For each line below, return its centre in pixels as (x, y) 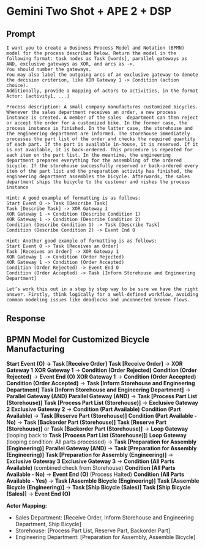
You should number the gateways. (49, 69)
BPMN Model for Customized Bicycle (78, 339)
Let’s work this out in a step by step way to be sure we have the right (102, 289)
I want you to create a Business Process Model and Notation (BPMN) (95, 48)
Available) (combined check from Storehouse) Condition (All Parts (91, 468)
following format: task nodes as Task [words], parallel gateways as (97, 59)
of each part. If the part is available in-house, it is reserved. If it (102, 145)
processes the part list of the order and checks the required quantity (101, 139)
